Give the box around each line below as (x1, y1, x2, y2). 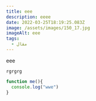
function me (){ (6, 78, 43, 85)
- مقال (11, 41, 28, 47)
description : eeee (6, 14, 51, 20)
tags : (6, 36, 19, 41)
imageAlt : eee (6, 30, 41, 36)
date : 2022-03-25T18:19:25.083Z (6, 19, 85, 25)
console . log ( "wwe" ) (11, 84, 59, 90)
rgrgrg (6, 68, 22, 74)
